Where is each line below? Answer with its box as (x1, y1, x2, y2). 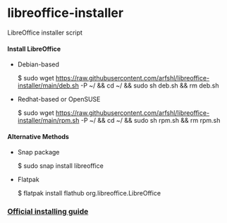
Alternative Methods (7, 132, 69, 140)
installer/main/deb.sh (17, 81, 79, 90)
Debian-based (17, 60, 60, 68)
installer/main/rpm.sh (17, 116, 80, 125)
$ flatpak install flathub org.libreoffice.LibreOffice (17, 189, 161, 198)
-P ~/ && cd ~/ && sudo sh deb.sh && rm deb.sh (80, 81, 219, 90)
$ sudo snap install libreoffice (17, 162, 104, 170)
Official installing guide (7, 207, 89, 217)
